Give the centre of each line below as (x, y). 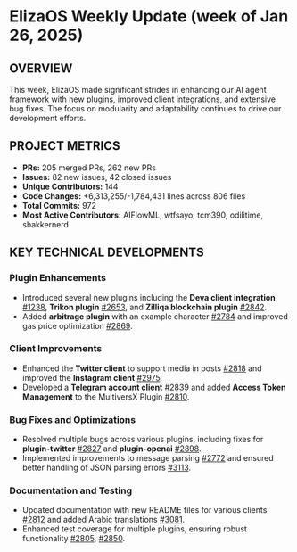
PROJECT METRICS (65, 146)
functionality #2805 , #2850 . (74, 539)
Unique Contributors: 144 (70, 186)
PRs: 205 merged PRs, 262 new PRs (89, 168)
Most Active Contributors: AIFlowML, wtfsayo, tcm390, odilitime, (143, 215)
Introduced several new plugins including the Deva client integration (149, 297)
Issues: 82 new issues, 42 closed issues (97, 177)
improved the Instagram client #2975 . (92, 377)
